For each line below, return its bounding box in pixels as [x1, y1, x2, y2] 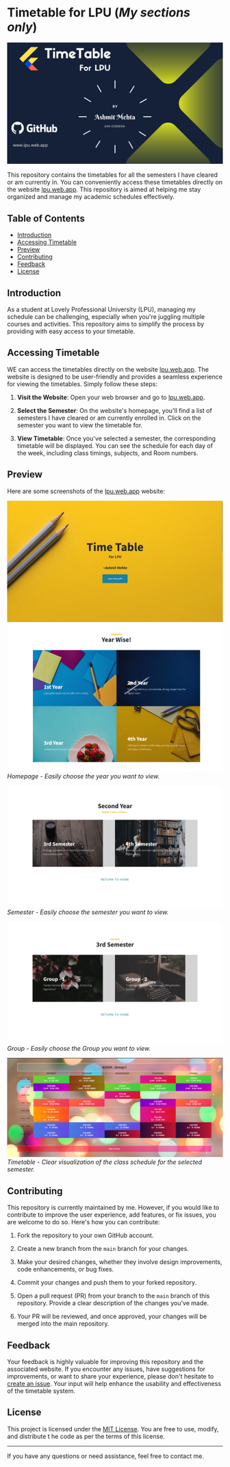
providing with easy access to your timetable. [7, 327, 136, 335]
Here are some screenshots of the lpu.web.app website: [7, 487, 166, 495]
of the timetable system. [7, 1387, 75, 1395]
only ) [7, 19, 38, 35]
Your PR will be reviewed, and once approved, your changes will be [16, 1312, 207, 1321]
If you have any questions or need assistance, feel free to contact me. [7, 1452, 204, 1460]
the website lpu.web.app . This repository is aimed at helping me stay [7, 185, 201, 193]
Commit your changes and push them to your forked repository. [16, 1278, 197, 1287]
